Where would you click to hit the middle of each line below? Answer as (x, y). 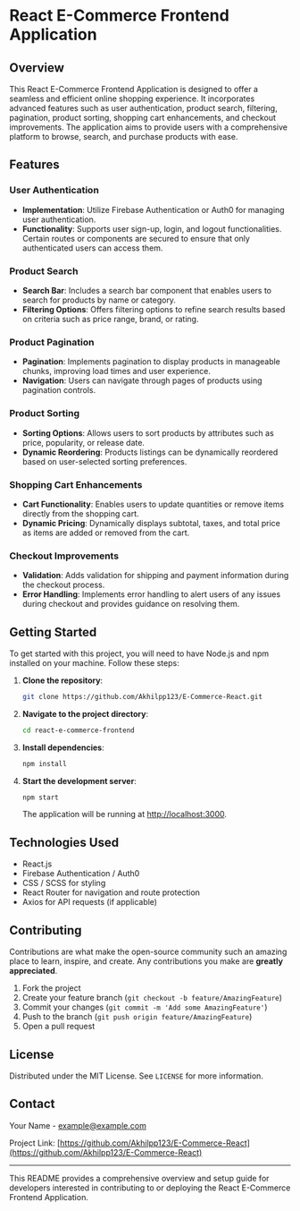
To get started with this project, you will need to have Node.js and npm (139, 653)
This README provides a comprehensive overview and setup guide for (139, 1178)
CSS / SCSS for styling (64, 883)
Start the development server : (79, 780)
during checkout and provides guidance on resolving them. (131, 604)
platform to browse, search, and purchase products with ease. (124, 136)
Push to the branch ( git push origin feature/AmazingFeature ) (137, 1017)
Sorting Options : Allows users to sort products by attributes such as (148, 433)
